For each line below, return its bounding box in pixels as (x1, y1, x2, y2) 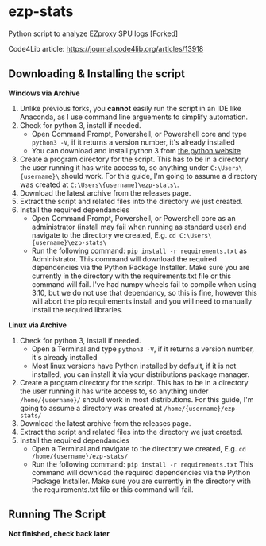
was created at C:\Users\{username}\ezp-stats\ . (19, 180, 179, 189)
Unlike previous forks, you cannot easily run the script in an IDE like (19, 103, 242, 113)
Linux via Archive (8, 320, 67, 330)
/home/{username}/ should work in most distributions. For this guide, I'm (19, 394, 254, 404)
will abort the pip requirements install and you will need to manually (31, 296, 253, 306)
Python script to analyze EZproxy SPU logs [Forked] (8, 29, 179, 38)
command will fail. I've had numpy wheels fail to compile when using (31, 279, 256, 288)
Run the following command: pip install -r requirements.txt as (31, 246, 248, 255)
